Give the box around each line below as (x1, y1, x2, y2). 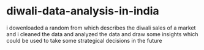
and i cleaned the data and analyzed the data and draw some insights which (6, 30, 198, 37)
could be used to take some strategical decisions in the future (6, 37, 162, 44)
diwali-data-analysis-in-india (6, 4, 159, 18)
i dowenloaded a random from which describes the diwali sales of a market (6, 24, 196, 31)
